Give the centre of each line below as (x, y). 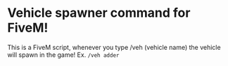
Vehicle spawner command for (99, 13)
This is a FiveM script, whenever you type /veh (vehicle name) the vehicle (114, 47)
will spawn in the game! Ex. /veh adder (63, 55)
